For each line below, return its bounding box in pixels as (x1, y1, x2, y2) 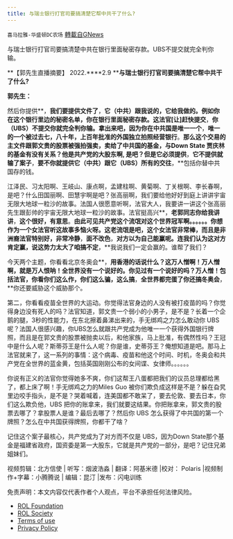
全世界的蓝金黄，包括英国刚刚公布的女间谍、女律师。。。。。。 (25, 359, 193, 367)
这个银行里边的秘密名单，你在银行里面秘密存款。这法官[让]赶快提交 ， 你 (12, 115, 218, 124)
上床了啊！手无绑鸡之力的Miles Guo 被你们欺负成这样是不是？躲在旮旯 (25, 383, 226, 391)
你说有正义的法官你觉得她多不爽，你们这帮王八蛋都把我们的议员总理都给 (7, 374, 214, 382)
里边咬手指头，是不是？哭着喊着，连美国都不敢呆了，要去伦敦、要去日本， (7, 391, 220, 399)
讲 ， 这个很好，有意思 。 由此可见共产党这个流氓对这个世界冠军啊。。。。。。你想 (7, 217, 223, 225)
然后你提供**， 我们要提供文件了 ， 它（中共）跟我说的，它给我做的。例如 (7, 106, 214, 115)
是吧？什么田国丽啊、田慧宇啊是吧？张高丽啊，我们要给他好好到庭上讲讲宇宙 (7, 190, 226, 199)
